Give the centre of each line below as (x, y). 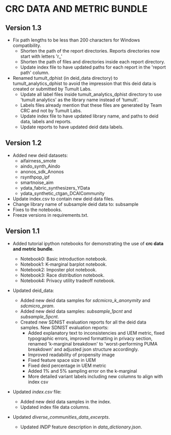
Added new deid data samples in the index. (66, 401)
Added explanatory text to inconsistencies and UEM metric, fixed (96, 333)
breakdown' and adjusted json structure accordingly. (83, 349)
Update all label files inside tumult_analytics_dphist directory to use (91, 94)
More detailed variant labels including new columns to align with (95, 376)
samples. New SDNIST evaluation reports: (64, 327)
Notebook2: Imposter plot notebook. (58, 269)
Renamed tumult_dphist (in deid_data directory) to (65, 78)
